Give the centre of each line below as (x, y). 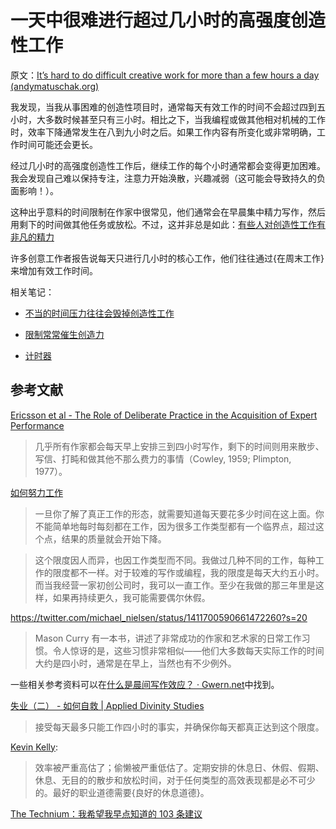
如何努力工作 (36, 492)
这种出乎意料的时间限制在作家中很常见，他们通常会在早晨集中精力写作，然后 (168, 212)
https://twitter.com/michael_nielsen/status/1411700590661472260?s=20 (159, 617)
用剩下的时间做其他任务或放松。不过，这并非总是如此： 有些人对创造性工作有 (168, 224)
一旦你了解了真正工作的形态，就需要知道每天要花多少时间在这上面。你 (179, 513)
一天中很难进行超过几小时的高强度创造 (168, 20)
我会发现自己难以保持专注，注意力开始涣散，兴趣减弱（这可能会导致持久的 (163, 178)
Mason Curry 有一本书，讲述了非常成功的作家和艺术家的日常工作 (168, 638)
